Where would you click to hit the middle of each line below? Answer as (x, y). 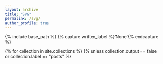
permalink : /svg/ (23, 18)
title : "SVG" (18, 14)
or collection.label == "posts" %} (38, 57)
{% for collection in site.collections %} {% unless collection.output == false (81, 51)
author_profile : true (27, 23)
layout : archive (22, 9)
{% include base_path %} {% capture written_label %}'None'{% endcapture (82, 37)
